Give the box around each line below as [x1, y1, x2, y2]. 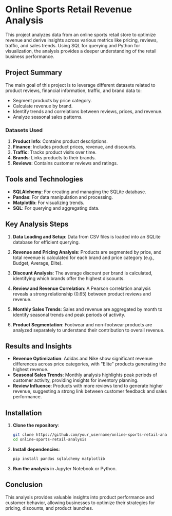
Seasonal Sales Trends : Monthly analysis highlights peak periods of [12, 372, 158, 378]
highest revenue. [12, 366, 49, 373]
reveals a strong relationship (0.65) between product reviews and [12, 290, 151, 297]
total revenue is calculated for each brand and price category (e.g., [12, 254, 155, 261]
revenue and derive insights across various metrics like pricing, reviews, [5, 37, 158, 43]
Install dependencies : [12, 446, 60, 453]
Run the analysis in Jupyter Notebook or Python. [12, 465, 117, 471]
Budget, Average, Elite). [12, 260, 63, 266]
